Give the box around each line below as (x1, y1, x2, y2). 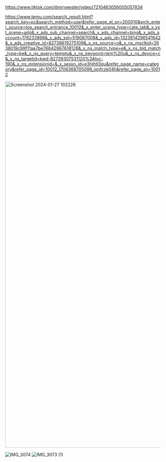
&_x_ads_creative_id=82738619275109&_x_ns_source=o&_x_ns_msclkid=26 (5, 40, 160, 46)
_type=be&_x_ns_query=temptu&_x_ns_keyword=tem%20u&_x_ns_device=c (5, 50, 161, 56)
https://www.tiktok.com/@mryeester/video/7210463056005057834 (5, 4, 143, 10)
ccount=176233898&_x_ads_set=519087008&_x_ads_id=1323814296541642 (5, 35, 161, 41)
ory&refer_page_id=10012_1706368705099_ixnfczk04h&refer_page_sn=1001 (5, 66, 161, 72)
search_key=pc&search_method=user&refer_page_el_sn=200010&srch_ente (5, 19, 161, 25)
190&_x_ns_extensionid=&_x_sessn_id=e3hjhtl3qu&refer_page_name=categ (5, 61, 159, 67)
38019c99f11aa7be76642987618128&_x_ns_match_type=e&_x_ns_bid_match (5, 45, 161, 51)
